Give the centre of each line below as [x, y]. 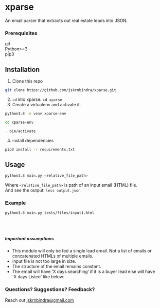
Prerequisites [21, 33]
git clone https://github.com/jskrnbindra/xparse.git [61, 90]
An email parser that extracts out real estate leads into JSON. [66, 20]
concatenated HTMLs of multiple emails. [53, 256]
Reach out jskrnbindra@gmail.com [40, 300]
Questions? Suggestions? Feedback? [50, 289]
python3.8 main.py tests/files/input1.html [50, 213]
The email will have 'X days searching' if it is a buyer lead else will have [83, 271]
